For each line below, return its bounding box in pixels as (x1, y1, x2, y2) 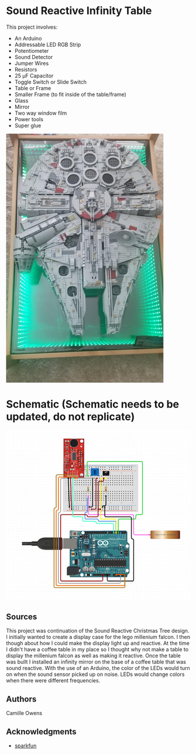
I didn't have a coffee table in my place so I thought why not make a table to (6, 646, 189, 653)
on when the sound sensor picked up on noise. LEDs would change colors (6, 671, 185, 678)
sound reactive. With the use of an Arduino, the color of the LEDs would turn (6, 665, 190, 672)
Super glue (14, 122, 42, 129)
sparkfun (14, 742, 37, 749)
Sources (6, 611, 37, 621)
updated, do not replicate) (6, 410, 135, 423)
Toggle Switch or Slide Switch (14, 78, 87, 86)
